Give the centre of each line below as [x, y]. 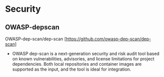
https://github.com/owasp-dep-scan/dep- [109, 39]
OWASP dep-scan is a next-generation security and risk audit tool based [86, 53]
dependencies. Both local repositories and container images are [77, 64]
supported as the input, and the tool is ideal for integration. [72, 69]
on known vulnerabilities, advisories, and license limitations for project [83, 59]
